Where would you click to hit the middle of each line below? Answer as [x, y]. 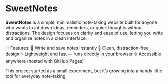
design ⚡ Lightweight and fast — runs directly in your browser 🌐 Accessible [83, 54]
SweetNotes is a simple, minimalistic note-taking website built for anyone [81, 22]
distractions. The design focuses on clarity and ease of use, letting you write [84, 33]
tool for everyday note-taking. [36, 76]
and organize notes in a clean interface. [46, 38]
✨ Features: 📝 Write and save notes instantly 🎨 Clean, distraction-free [77, 48]
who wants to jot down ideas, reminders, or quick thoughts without [74, 27]
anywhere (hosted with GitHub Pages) [45, 61]
